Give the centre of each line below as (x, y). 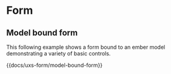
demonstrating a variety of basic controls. (59, 54)
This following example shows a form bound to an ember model (86, 47)
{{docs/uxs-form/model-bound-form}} (55, 65)
